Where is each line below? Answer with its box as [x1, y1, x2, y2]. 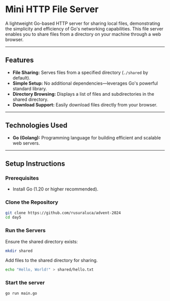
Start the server [5, 279, 45, 286]
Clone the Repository [5, 199, 59, 206]
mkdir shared [5, 248, 33, 253]
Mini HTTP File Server [5, 4, 99, 15]
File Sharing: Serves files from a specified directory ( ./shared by [12, 69, 148, 76]
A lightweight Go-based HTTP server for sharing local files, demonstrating [5, 20, 160, 26]
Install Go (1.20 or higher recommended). [12, 186, 99, 192]
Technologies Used [5, 121, 67, 130]
